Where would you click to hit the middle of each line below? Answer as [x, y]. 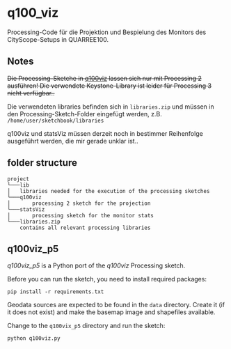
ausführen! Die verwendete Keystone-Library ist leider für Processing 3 [110, 86]
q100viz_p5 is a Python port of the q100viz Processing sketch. [96, 265]
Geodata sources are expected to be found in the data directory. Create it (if [116, 305]
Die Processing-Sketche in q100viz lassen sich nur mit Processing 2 [104, 78]
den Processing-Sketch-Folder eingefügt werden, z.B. [85, 114]
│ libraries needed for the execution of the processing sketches [109, 191]
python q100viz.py [34, 339]
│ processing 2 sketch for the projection [79, 203]
